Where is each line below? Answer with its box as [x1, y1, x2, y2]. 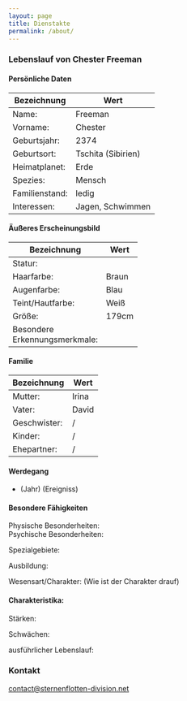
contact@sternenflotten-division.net [8, 683, 130, 693]
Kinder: [12, 430, 40, 441]
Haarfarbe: [12, 270, 54, 282]
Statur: [12, 257, 38, 269]
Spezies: [12, 174, 45, 185]
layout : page [8, 11, 53, 20]
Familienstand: [12, 188, 68, 199]
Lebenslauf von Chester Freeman [8, 54, 142, 65]
